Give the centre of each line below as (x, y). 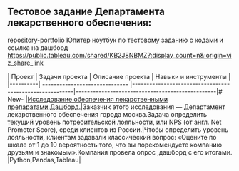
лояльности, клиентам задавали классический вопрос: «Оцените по (112, 137)
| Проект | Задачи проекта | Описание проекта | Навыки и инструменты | (119, 76)
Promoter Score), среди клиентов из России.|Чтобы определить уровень (118, 129)
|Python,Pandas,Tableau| (44, 160)
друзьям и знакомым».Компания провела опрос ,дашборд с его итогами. (120, 152)
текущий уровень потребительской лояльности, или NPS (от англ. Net (115, 122)
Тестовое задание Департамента (86, 12)
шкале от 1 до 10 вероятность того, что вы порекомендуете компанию (115, 145)
